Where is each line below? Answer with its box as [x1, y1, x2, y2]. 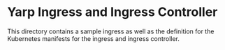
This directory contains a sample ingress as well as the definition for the [7, 27, 215, 35]
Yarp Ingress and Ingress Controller [7, 4, 218, 20]
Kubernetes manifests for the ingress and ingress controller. [7, 34, 180, 42]
